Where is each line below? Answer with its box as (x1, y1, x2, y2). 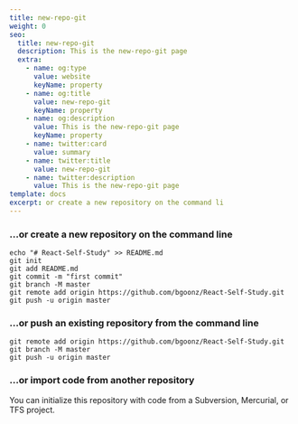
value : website (33, 72, 91, 81)
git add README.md (9, 264, 79, 274)
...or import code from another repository (9, 374, 195, 387)
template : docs (9, 190, 67, 199)
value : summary (33, 147, 91, 156)
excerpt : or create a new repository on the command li (9, 198, 224, 208)
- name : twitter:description (25, 173, 135, 182)
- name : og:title (25, 89, 91, 98)
